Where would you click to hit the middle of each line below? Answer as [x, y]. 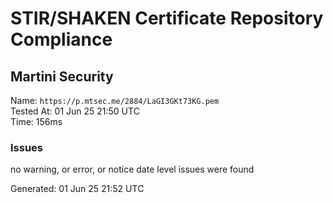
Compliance [61, 39]
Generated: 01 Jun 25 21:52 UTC [77, 189]
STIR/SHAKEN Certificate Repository [167, 18]
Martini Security [62, 76]
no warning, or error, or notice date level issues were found [132, 169]
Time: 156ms [36, 121]
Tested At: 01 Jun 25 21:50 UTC [75, 111]
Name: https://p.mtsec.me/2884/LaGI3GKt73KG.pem [115, 100]
